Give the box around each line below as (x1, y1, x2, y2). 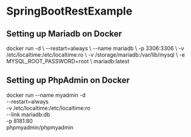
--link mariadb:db (6, 111, 50, 118)
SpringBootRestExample (6, 4, 133, 18)
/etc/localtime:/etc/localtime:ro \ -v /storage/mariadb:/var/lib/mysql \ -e (6, 51, 186, 58)
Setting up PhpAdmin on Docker (6, 75, 130, 86)
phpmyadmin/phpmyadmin (6, 124, 74, 131)
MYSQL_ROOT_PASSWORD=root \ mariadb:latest (6, 58, 130, 65)
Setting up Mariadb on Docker (6, 29, 122, 39)
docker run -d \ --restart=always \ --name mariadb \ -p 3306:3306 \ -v (6, 44, 184, 52)
